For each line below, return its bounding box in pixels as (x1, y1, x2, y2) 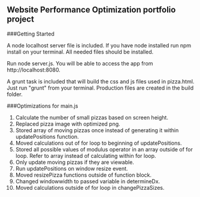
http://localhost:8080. (7, 66, 60, 73)
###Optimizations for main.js (7, 102, 78, 109)
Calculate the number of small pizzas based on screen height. (15, 114, 168, 121)
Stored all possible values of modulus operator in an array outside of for (15, 145, 193, 153)
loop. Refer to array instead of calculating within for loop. (15, 152, 156, 159)
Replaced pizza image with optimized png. (15, 120, 120, 127)
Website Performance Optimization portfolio (7, 5, 176, 15)
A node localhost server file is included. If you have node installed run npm (7, 41, 192, 49)
